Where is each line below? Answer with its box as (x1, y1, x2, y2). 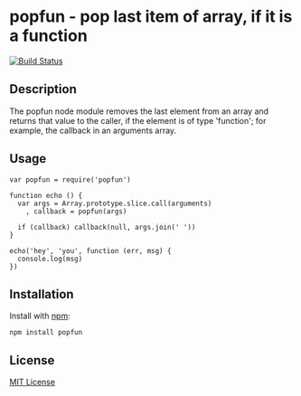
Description (9, 81, 77, 97)
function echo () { (9, 191, 83, 200)
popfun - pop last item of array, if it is (9, 6, 293, 27)
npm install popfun (9, 328, 83, 337)
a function (9, 25, 88, 46)
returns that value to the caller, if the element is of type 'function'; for (9, 115, 267, 126)
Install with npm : (9, 310, 71, 322)
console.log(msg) (17, 254, 83, 263)
